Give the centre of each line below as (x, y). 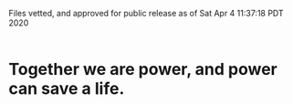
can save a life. (67, 89)
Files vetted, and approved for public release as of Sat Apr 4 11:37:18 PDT (146, 13)
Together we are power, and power (143, 70)
